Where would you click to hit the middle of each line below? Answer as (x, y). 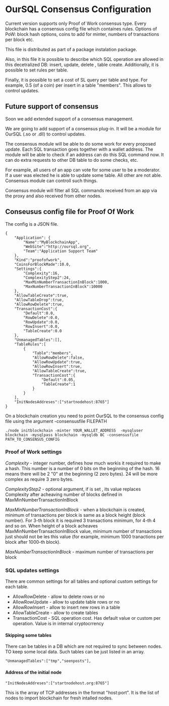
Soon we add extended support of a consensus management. (69, 119)
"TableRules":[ (30, 344)
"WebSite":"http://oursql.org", (58, 246)
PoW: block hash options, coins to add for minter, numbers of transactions (82, 34)
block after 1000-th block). (33, 542)
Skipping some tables (29, 635)
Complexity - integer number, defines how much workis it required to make (83, 463)
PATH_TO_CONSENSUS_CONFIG (32, 439)
